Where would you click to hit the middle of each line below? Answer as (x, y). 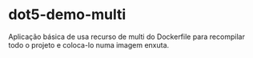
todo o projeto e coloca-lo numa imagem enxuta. (89, 44)
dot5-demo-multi (67, 15)
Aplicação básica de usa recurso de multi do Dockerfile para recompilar (127, 37)
